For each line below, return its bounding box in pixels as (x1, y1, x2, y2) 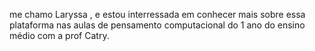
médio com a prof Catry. (9, 30, 110, 41)
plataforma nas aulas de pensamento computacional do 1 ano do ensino (9, 19, 306, 31)
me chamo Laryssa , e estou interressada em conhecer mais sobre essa (9, 9, 306, 20)
